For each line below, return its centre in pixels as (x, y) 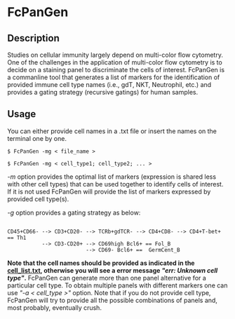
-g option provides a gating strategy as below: (74, 212)
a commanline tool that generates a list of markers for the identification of (114, 77)
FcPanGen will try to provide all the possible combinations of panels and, (112, 300)
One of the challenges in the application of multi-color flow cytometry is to (115, 62)
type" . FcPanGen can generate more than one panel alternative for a (107, 278)
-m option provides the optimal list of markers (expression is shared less (112, 177)
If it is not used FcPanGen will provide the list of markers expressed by (109, 191)
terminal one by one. (37, 138)
